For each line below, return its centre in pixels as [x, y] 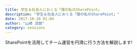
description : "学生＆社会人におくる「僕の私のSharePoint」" [62, 14]
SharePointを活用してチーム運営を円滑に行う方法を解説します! [69, 43]
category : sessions [25, 28]
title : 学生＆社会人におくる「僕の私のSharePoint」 [53, 10]
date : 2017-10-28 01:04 [30, 19]
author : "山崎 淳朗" [25, 23]
